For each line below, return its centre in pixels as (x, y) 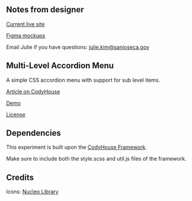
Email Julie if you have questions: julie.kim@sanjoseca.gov (78, 47)
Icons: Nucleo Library (32, 192)
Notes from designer (45, 10)
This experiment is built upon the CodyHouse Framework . (76, 147)
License (16, 114)
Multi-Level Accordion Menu (60, 66)
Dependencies (33, 133)
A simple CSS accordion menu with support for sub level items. (83, 80)
